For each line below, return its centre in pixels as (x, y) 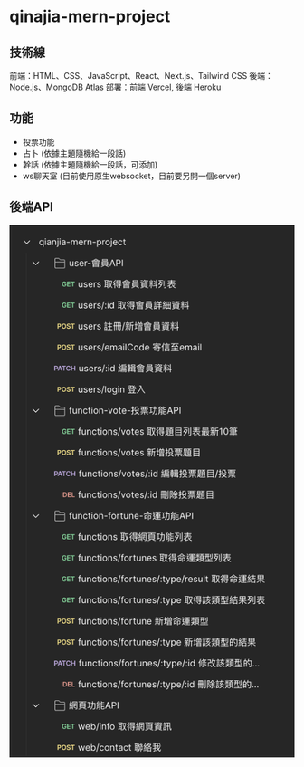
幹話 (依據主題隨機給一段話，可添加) (90, 164)
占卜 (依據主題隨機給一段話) (74, 153)
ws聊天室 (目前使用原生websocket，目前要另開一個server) (132, 176)
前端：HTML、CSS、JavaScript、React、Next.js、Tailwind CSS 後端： (142, 76)
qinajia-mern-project (90, 17)
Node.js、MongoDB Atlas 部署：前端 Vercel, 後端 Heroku (115, 87)
